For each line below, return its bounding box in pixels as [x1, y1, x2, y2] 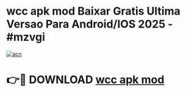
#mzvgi [6, 30, 46, 44]
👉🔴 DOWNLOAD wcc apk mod [6, 73, 165, 87]
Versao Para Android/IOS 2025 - [6, 17, 173, 31]
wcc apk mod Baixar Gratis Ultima [6, 4, 181, 18]
